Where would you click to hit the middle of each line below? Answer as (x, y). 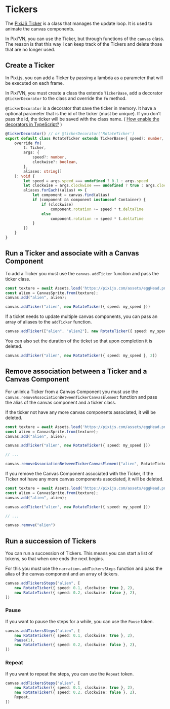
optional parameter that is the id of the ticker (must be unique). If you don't (83, 113)
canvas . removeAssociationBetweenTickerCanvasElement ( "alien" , (72, 464)
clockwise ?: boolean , (55, 162)
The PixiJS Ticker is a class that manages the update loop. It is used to (79, 23)
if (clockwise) (57, 204)
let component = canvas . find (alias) (71, 195)
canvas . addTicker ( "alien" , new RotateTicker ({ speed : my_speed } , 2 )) (81, 356)
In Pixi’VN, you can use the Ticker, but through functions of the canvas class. (85, 39)
